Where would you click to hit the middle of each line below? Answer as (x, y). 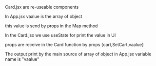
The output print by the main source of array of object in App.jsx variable (78, 54)
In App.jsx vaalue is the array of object (44, 16)
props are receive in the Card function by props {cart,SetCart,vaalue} (74, 45)
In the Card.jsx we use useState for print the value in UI (60, 35)
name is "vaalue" (22, 59)
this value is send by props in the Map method (51, 26)
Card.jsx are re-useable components (42, 7)
